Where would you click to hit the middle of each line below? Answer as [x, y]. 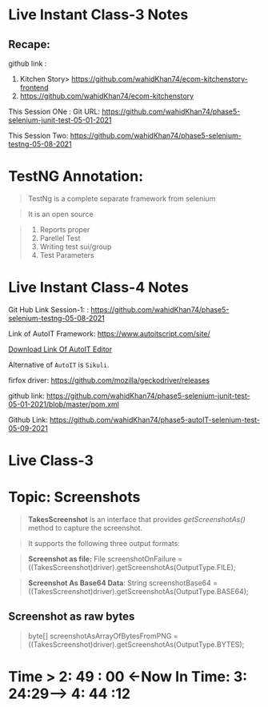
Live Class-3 [51, 461]
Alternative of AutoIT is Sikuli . [59, 364]
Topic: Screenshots [74, 497]
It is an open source [60, 214]
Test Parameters [67, 255]
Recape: [29, 44]
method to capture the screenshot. [85, 528]
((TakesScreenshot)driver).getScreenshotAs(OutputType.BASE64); [138, 591]
